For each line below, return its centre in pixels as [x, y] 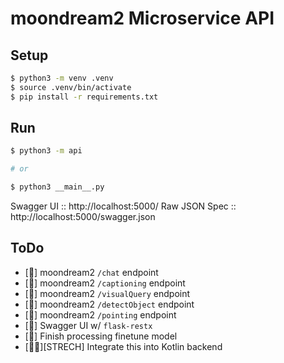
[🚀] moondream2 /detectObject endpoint [109, 304]
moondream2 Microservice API [142, 18]
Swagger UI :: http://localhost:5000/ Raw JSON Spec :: [123, 206]
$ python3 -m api [46, 151]
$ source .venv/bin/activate [71, 87]
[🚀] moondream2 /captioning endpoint [105, 283]
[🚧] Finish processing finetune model [101, 336]
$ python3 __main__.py [57, 187]
